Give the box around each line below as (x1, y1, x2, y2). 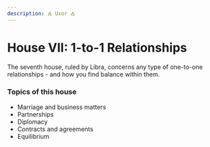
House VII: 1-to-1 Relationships (7, 39, 188, 55)
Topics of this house (7, 87, 77, 97)
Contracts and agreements (17, 125, 94, 133)
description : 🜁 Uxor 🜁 (7, 10, 75, 17)
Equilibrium (17, 132, 50, 140)
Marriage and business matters (17, 103, 106, 111)
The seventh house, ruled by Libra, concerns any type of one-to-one (7, 63, 203, 71)
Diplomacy (17, 117, 48, 126)
